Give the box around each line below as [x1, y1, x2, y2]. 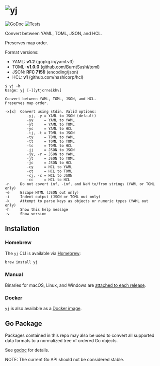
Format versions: [5, 49, 39, 55]
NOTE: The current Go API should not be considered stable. [5, 356, 125, 362]
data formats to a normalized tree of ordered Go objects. [5, 337, 118, 343]
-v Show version [5, 211, 47, 216]
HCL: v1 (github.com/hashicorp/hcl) [12, 74, 84, 80]
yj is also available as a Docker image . [5, 306, 82, 311]
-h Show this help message [5, 207, 68, 212]
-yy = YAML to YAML [26, 117, 75, 123]
